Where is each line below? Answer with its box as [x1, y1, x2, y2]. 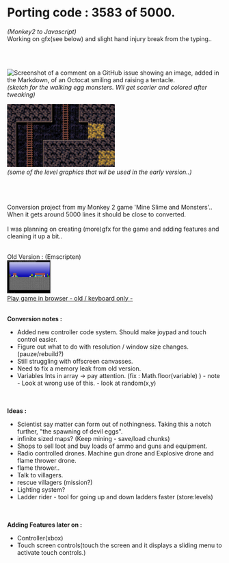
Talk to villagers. [16, 471, 64, 479]
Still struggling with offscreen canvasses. [16, 357, 133, 365]
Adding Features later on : [7, 521, 83, 529]
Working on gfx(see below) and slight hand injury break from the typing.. [7, 34, 212, 42]
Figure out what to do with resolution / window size [16, 342, 161, 351]
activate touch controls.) [16, 548, 86, 556]
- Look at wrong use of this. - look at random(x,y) [16, 379, 157, 387]
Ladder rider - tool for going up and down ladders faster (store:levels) [16, 492, 213, 501]
